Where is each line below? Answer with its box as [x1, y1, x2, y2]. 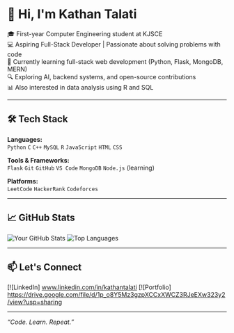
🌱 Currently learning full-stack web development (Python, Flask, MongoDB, [7, 57, 224, 65]
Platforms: [7, 177, 38, 185]
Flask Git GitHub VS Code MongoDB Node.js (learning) [7, 163, 155, 172]
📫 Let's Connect [7, 261, 82, 273]
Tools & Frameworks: [7, 156, 70, 164]
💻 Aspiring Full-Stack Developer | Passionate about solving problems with [7, 40, 221, 48]
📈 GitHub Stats [7, 212, 75, 224]
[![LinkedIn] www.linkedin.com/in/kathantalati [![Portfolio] [7, 283, 172, 291]
